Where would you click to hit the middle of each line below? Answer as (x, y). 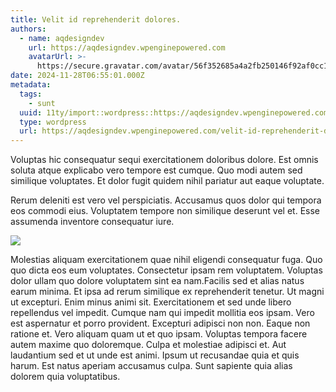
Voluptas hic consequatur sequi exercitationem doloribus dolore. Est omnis (164, 160)
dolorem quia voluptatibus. (65, 377)
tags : (31, 94)
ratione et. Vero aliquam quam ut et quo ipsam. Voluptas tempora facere (159, 334)
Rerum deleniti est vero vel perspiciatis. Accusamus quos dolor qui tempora (166, 200)
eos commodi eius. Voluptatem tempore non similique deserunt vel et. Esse (165, 211)
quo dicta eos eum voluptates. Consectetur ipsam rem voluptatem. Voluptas (166, 270)
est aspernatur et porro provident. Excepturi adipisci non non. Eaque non (160, 323)
